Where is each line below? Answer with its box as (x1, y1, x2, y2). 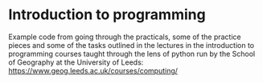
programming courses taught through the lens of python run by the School (8, 49, 256, 58)
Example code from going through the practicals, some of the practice (8, 32, 241, 41)
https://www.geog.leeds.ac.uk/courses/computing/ (8, 65, 179, 75)
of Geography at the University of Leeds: (8, 57, 144, 67)
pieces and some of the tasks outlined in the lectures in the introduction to (8, 40, 255, 49)
